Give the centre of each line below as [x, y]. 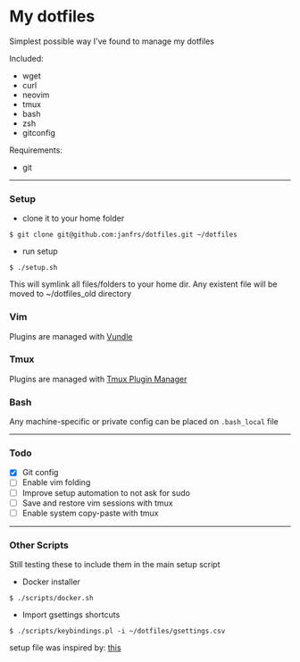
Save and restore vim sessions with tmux [97, 503]
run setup [40, 251]
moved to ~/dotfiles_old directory [71, 294]
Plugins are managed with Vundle [71, 336]
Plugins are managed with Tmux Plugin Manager [98, 379]
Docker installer [51, 582]
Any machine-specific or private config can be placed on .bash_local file [144, 422]
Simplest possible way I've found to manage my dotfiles [112, 41]
